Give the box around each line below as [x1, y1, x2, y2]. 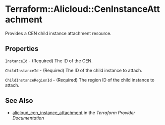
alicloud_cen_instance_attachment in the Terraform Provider [12, 110, 135, 116]
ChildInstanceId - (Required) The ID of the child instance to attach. [5, 67, 143, 73]
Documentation [12, 115, 44, 121]
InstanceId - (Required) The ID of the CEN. [5, 58, 93, 64]
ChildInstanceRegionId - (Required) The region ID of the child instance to [5, 77, 155, 83]
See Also [5, 96, 33, 105]
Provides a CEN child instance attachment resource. [5, 30, 111, 36]
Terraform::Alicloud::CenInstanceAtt [5, 3, 160, 15]
